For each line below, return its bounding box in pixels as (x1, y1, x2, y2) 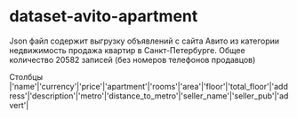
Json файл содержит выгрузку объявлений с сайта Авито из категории (9, 35, 280, 46)
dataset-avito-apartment (9, 6, 198, 27)
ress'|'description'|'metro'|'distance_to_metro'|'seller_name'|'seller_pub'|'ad (9, 90, 289, 101)
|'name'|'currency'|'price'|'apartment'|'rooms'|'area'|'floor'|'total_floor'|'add (9, 81, 289, 91)
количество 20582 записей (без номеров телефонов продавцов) (9, 54, 256, 65)
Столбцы (9, 71, 43, 82)
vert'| (9, 99, 29, 110)
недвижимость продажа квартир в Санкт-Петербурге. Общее (9, 44, 246, 55)
